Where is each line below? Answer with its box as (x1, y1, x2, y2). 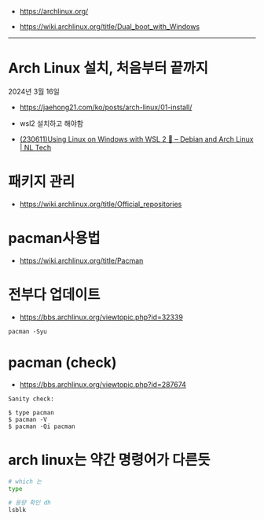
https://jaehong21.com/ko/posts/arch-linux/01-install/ (19, 102, 192, 112)
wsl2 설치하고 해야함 (19, 118, 84, 128)
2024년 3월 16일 (8, 87, 60, 96)
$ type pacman (8, 408, 55, 416)
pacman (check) (8, 353, 117, 371)
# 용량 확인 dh (8, 499, 51, 507)
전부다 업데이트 (8, 286, 101, 304)
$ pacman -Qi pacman (8, 422, 76, 430)
